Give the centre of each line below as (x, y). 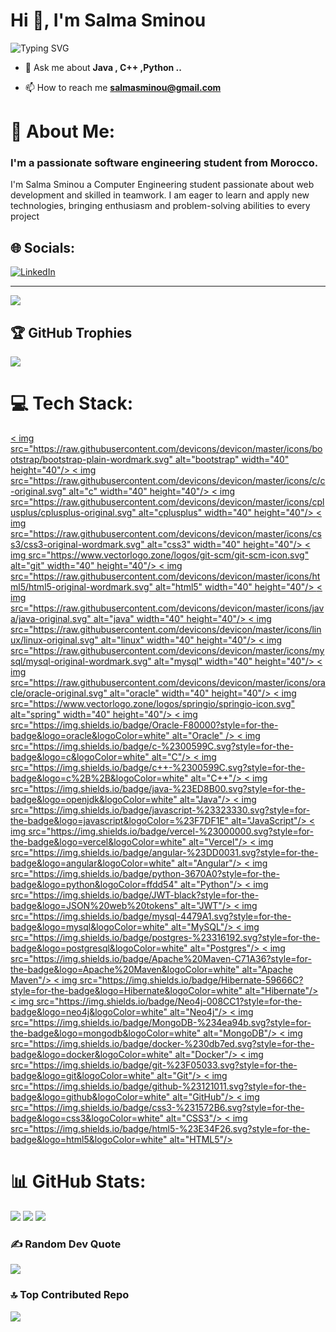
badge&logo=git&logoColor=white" (82, 1075)
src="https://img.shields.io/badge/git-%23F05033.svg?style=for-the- (154, 1065)
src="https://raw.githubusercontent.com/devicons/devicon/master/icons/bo (166, 448)
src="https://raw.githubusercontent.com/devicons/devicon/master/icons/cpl (167, 501)
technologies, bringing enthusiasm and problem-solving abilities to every (160, 206)
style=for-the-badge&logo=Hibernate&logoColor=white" (126, 990)
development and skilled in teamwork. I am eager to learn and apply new (160, 195)
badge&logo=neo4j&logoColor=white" (89, 1011)
